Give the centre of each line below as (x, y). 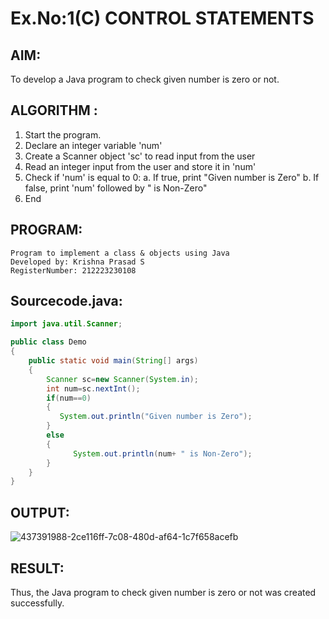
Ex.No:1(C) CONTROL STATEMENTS (162, 18)
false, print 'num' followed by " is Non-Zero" (116, 188)
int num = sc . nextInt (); (93, 388)
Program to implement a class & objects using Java (120, 253)
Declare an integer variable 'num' (93, 145)
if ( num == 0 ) (69, 398)
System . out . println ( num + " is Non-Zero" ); (163, 453)
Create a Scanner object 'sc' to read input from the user (140, 156)
